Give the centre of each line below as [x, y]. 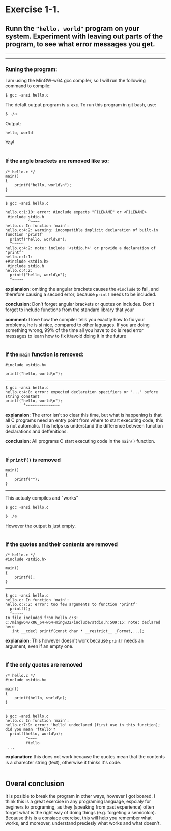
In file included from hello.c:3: [42, 618]
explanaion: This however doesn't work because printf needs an [75, 641]
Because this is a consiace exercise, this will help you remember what [78, 818]
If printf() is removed [33, 460]
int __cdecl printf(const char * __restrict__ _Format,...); [78, 631]
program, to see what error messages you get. [80, 44]
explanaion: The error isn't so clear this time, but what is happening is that [83, 415]
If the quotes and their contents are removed [62, 544]
